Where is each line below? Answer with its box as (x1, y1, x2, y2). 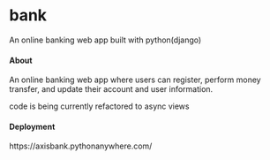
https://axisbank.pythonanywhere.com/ (9, 141, 153, 151)
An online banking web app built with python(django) (9, 34, 202, 45)
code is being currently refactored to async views (9, 101, 190, 111)
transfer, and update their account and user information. (9, 84, 214, 95)
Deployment (9, 121, 56, 132)
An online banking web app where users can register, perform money (9, 74, 262, 85)
